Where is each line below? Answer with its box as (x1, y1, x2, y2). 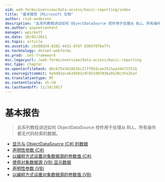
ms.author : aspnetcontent (5, 26, 58, 30)
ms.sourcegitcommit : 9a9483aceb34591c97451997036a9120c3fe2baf (5, 71, 137, 76)
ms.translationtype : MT (5, 76, 54, 80)
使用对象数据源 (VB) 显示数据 (12, 159, 71, 165)
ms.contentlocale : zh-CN (5, 80, 56, 85)
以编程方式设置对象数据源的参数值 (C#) (12, 153, 92, 159)
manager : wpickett (5, 30, 43, 35)
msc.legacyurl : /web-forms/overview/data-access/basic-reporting (5, 57, 141, 62)
